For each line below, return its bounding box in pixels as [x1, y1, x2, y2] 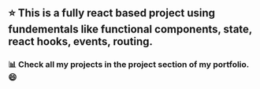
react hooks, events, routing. [8, 35, 154, 49]
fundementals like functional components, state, [8, 23, 252, 36]
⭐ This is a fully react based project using [8, 6, 215, 20]
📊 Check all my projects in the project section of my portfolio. [8, 59, 250, 70]
